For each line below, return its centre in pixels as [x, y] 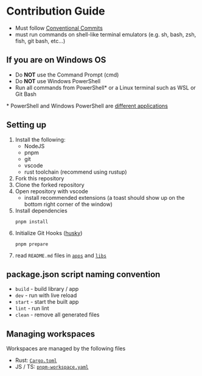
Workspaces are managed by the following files [66, 349]
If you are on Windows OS [56, 60]
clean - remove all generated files [57, 315]
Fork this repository [40, 178]
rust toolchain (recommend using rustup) [75, 172]
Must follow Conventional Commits [59, 28]
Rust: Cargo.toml [36, 360]
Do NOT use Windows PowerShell [58, 81]
